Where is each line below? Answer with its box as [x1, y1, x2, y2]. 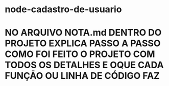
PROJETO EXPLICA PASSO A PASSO [5, 38, 161, 49]
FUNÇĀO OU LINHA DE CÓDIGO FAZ [5, 70, 160, 82]
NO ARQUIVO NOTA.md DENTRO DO [5, 27, 162, 39]
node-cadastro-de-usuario [5, 4, 122, 15]
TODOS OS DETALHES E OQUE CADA [5, 60, 164, 71]
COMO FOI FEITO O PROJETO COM [5, 48, 155, 60]
